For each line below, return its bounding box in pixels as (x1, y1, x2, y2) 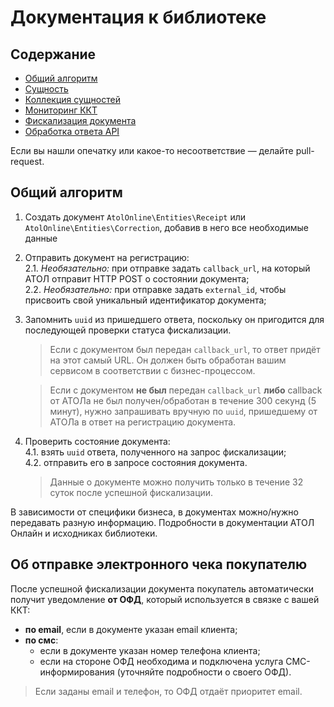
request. (10, 156, 45, 167)
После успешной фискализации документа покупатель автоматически (10, 582, 314, 595)
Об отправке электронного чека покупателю (10, 556, 308, 573)
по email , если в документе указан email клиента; (24, 623, 238, 635)
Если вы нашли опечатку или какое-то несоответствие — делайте (10, 145, 294, 156)
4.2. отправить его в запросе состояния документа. (24, 456, 248, 468)
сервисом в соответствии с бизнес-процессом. (49, 364, 256, 376)
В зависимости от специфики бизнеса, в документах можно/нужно (10, 506, 299, 518)
